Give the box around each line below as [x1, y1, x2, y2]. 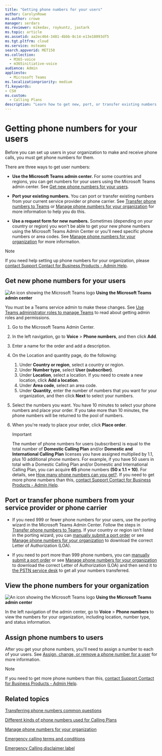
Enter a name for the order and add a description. [12, 343, 111, 349]
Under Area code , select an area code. [19, 382, 97, 388]
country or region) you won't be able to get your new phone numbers [12, 223, 150, 229]
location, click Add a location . [19, 377, 79, 383]
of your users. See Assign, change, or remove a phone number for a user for [5, 651, 158, 657]
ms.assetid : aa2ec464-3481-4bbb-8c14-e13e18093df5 [5, 35, 109, 39]
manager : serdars [5, 20, 40, 26]
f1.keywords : [5, 84, 31, 89]
